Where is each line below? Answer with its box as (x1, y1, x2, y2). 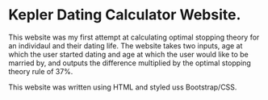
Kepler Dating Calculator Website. (8, 6, 241, 24)
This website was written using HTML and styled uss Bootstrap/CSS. (8, 82, 237, 92)
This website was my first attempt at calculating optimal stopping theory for (8, 32, 260, 42)
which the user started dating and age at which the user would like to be (8, 49, 249, 59)
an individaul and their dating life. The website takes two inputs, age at (8, 40, 243, 50)
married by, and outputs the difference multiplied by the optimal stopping (8, 58, 252, 68)
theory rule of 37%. (8, 66, 73, 76)
